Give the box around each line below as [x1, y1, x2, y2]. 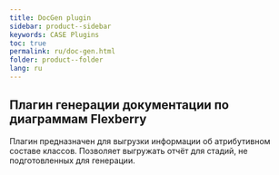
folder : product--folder [9, 55, 104, 64]
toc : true [9, 38, 47, 48]
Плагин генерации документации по [9, 97, 230, 113]
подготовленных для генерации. [9, 155, 135, 166]
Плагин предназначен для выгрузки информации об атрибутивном [9, 135, 271, 146]
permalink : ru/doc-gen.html [9, 47, 116, 56]
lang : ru [9, 64, 43, 73]
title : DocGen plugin [9, 13, 92, 23]
